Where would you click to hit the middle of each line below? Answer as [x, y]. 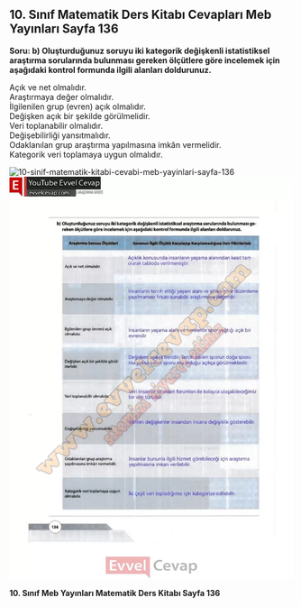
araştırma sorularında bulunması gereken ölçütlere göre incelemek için [145, 60]
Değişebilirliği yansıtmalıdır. [60, 135]
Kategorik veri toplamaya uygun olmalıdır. [86, 154]
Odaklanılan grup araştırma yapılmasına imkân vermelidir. [115, 144]
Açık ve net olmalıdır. [48, 87]
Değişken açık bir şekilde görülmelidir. [80, 115]
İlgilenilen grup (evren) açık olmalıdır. [78, 106]
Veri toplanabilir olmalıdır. [56, 125]
